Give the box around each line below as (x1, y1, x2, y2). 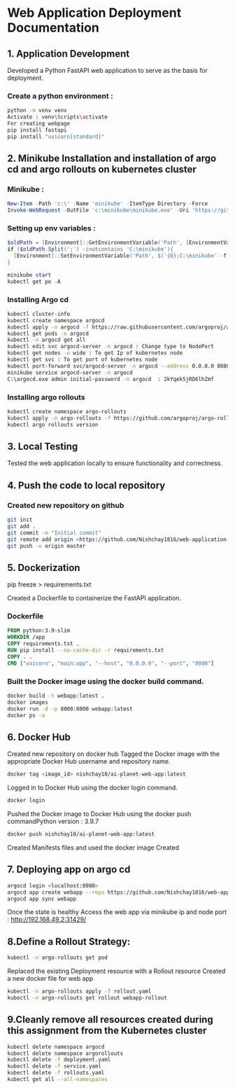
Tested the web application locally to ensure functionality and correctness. (7, 459, 222, 467)
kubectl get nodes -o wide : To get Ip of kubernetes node (7, 350, 183, 357)
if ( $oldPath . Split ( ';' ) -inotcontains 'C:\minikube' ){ (7, 246, 173, 253)
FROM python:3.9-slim (7, 627, 71, 635)
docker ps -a (7, 712, 45, 719)
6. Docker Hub (7, 731, 71, 743)
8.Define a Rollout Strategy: (7, 935, 131, 947)
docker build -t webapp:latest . (7, 692, 105, 700)
